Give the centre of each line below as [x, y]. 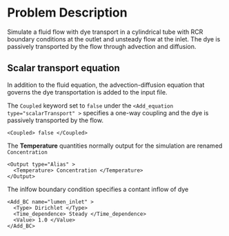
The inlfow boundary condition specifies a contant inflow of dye [98, 189]
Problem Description [67, 13]
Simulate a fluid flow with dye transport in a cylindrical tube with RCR [105, 32]
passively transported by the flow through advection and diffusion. [102, 46]
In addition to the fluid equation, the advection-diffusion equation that [106, 85]
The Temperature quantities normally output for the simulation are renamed [115, 146]
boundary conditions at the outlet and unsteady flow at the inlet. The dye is [114, 39]
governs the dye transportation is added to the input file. [87, 92]
